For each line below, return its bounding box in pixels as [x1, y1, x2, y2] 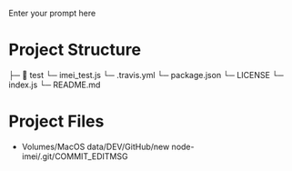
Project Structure [8, 40, 142, 60]
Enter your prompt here [8, 8, 96, 18]
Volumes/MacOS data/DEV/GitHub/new [21, 141, 170, 152]
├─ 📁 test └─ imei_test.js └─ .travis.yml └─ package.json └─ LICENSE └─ [8, 69, 284, 80]
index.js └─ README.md [8, 79, 101, 90]
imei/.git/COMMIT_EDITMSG [21, 150, 128, 162]
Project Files [8, 111, 105, 132]
